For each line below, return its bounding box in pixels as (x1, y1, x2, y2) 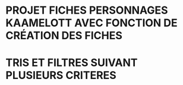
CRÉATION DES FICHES (5, 29, 123, 42)
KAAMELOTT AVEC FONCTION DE (5, 16, 178, 30)
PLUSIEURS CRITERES (5, 69, 116, 82)
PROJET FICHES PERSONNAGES (5, 4, 168, 17)
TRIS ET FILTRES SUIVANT (5, 56, 138, 70)
